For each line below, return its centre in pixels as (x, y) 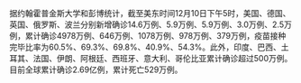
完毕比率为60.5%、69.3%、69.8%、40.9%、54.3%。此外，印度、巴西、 (146, 47)
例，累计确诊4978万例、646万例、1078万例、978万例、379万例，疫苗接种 (148, 36)
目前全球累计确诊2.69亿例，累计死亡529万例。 (96, 69)
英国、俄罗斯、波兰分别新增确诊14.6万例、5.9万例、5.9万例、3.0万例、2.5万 (151, 24)
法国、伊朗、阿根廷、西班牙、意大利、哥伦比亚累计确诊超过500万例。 (163, 58)
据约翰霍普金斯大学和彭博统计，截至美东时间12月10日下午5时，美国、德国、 (150, 13)
